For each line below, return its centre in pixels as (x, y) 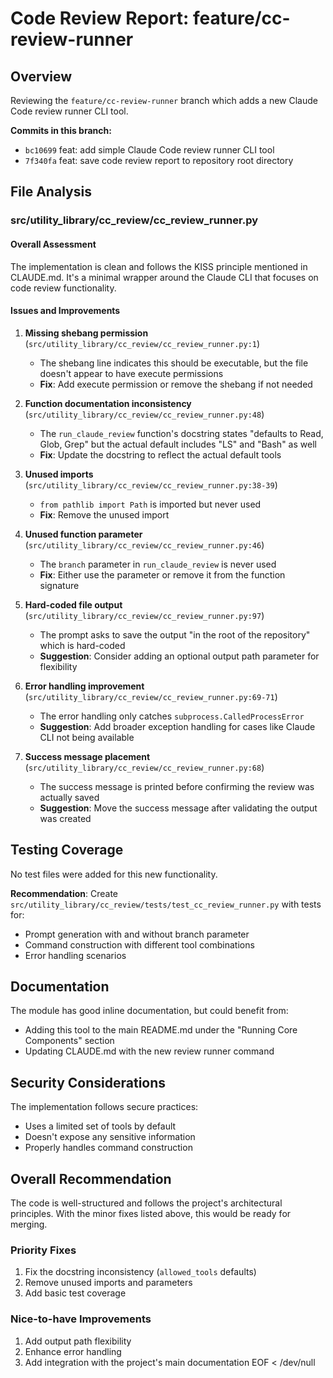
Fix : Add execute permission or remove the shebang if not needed (176, 384)
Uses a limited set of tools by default (100, 1126)
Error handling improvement (84, 686)
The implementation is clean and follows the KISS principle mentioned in (159, 266)
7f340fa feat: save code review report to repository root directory (159, 160)
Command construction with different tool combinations (139, 944)
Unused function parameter (83, 534)
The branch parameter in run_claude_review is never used (158, 564)
